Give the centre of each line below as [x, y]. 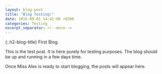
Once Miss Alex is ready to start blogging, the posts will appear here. [76, 67]
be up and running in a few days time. [44, 57]
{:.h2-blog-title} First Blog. [32, 42]
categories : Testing [27, 23]
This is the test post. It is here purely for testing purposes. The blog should [81, 52]
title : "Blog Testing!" [30, 14]
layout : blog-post [24, 10]
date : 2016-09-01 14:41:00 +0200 [40, 19]
